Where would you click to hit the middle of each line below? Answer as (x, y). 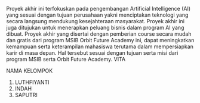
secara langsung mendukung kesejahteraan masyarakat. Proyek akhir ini (96, 21)
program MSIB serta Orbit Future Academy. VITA (66, 59)
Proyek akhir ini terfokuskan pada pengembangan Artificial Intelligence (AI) (99, 9)
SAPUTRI (26, 95)
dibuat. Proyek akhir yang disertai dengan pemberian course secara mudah (99, 34)
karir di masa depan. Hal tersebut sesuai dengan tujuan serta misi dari (92, 53)
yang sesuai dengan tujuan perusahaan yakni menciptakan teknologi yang (97, 15)
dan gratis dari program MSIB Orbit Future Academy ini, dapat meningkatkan (100, 40)
